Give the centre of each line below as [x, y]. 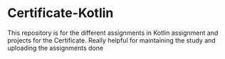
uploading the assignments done [56, 48]
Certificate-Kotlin [61, 13]
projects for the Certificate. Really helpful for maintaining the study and [111, 40]
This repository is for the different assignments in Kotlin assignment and [113, 33]
